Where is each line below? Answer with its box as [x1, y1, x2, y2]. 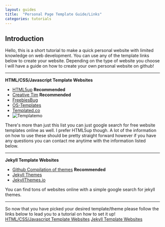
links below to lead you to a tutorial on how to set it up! [5, 211, 116, 217]
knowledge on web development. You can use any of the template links [5, 52, 150, 59]
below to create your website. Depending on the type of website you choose [5, 58, 160, 64]
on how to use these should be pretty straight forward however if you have [5, 133, 156, 139]
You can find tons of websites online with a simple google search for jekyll [5, 187, 156, 193]
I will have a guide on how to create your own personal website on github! [5, 63, 154, 69]
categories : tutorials [5, 16, 52, 21]
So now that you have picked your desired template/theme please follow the [5, 206, 159, 212]
